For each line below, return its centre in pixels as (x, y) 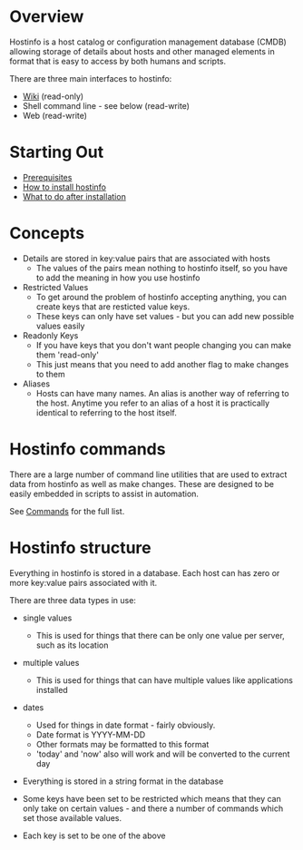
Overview (47, 17)
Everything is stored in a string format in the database (123, 781)
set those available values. (72, 817)
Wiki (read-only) (53, 96)
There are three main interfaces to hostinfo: (91, 78)
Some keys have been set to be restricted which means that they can (151, 798)
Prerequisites (47, 177)
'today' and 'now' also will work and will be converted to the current (163, 754)
